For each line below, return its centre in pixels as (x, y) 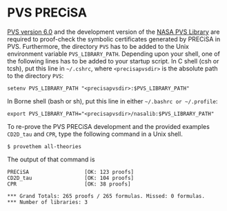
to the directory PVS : (36, 76)
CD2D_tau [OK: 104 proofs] (71, 178)
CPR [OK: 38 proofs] (69, 184)
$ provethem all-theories (44, 146)
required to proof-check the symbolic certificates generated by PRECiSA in (114, 39)
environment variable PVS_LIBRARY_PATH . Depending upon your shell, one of (114, 54)
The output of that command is (51, 159)
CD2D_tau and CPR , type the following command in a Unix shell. (95, 134)
